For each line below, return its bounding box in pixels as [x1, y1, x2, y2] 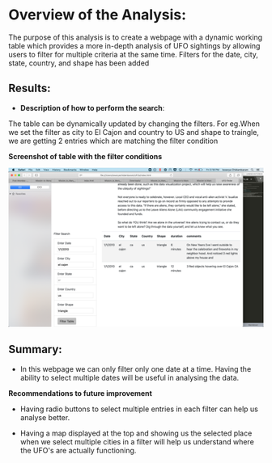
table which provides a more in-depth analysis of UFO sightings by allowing [8, 40, 261, 50]
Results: [8, 82, 51, 95]
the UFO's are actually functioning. [19, 445, 137, 455]
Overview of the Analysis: [8, 6, 187, 24]
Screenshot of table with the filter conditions [8, 151, 163, 161]
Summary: [8, 343, 62, 356]
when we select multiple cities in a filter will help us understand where [19, 436, 255, 446]
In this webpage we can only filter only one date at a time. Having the [19, 364, 252, 373]
